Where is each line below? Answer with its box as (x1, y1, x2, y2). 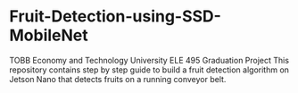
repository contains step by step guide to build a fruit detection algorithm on (9, 64, 290, 75)
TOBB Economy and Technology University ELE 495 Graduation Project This (9, 55, 290, 65)
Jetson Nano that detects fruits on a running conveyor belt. (9, 73, 227, 84)
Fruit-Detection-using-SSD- (9, 6, 221, 27)
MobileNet (9, 25, 89, 46)
